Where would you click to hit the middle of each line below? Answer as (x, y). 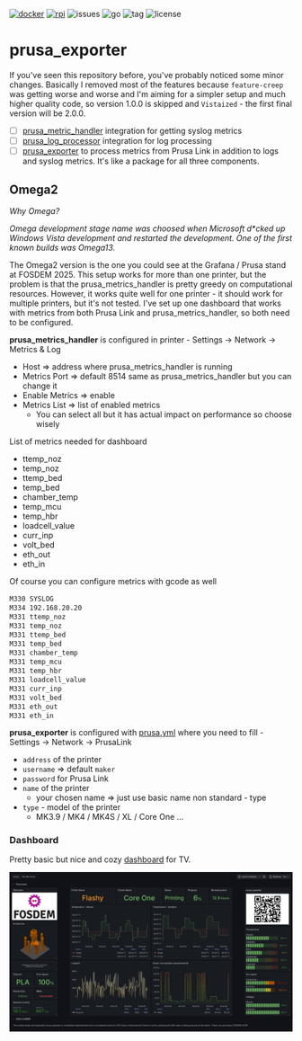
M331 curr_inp (36, 689)
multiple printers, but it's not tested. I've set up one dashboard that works (145, 303)
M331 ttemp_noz (38, 617)
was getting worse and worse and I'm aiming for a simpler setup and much (147, 93)
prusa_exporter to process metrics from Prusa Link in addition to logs (150, 151)
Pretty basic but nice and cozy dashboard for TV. (100, 859)
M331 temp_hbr (36, 671)
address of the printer (62, 759)
